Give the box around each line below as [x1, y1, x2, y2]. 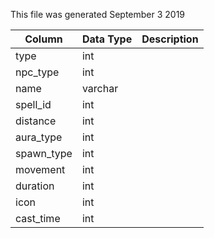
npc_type [15, 65, 60, 79]
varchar [81, 82, 119, 95]
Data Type [81, 32, 133, 46]
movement [15, 163, 66, 176]
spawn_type [15, 147, 73, 160]
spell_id [15, 98, 52, 111]
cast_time [15, 212, 61, 225]
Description [141, 32, 199, 46]
